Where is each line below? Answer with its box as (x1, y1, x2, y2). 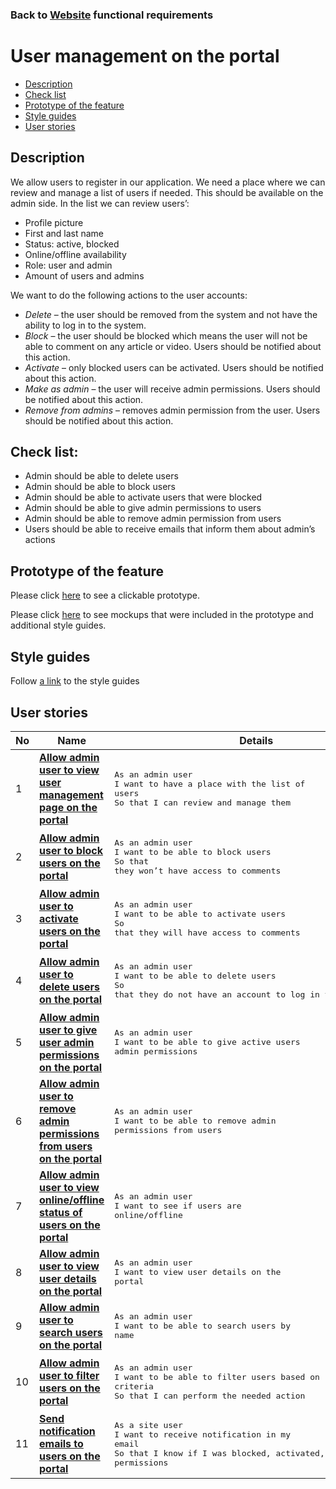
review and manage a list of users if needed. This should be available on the (10, 186, 324, 198)
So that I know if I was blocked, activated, (114, 1448, 325, 1458)
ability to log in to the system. (24, 319, 147, 331)
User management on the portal (10, 45, 280, 68)
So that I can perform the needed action (114, 1390, 306, 1401)
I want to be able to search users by (114, 1321, 291, 1332)
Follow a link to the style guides (10, 675, 140, 687)
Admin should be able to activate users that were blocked (24, 491, 263, 503)
